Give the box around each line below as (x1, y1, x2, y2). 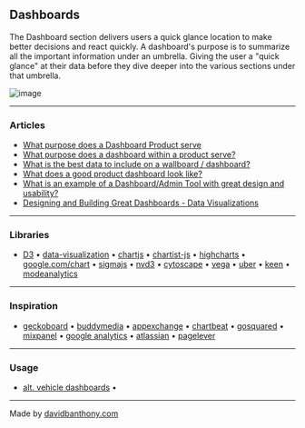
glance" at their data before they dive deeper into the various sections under (9, 60, 296, 71)
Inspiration (9, 300, 59, 313)
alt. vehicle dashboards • (22, 382, 117, 393)
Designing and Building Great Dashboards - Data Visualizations (22, 197, 259, 208)
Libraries (9, 229, 50, 242)
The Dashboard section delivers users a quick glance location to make (9, 31, 272, 42)
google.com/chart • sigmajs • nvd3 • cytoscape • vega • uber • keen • (22, 259, 290, 270)
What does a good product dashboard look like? (22, 168, 202, 180)
